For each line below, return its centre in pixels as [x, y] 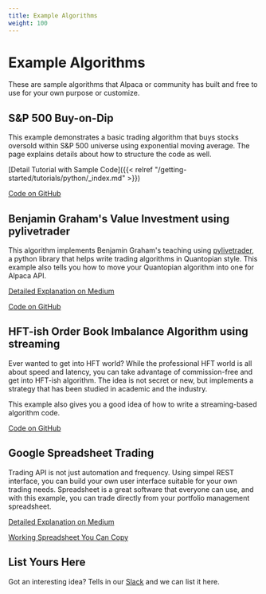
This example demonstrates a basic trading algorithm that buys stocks [123, 137]
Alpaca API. [27, 276]
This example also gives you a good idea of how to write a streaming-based [133, 404]
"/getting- [170, 170]
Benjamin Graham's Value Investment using [119, 219]
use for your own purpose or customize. [74, 93]
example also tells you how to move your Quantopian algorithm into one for [131, 267]
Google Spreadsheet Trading [81, 453]
